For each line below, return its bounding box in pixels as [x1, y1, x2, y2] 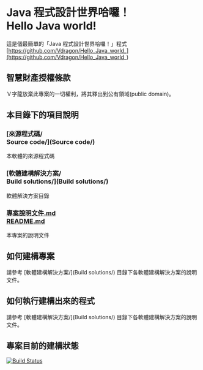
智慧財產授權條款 [6, 73, 71, 83]
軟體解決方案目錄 [6, 192, 50, 199]
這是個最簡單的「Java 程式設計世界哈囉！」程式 [6, 40, 127, 47]
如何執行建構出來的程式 [6, 296, 95, 306]
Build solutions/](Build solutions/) [6, 177, 109, 186]
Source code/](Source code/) [6, 138, 95, 146]
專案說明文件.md [6, 209, 56, 217]
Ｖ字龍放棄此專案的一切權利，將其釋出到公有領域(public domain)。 [6, 90, 175, 97]
